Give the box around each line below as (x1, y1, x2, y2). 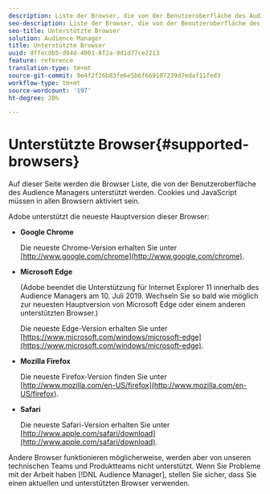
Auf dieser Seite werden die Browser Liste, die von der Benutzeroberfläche (8, 179, 257, 189)
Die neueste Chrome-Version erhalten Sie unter (19, 243, 178, 253)
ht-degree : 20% (8, 94, 59, 102)
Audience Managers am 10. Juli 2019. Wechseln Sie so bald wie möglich (19, 291, 259, 301)
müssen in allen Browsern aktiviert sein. (8, 196, 141, 206)
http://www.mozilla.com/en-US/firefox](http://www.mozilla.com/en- (22, 381, 247, 390)
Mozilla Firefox (19, 357, 71, 366)
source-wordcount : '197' (8, 86, 92, 95)
